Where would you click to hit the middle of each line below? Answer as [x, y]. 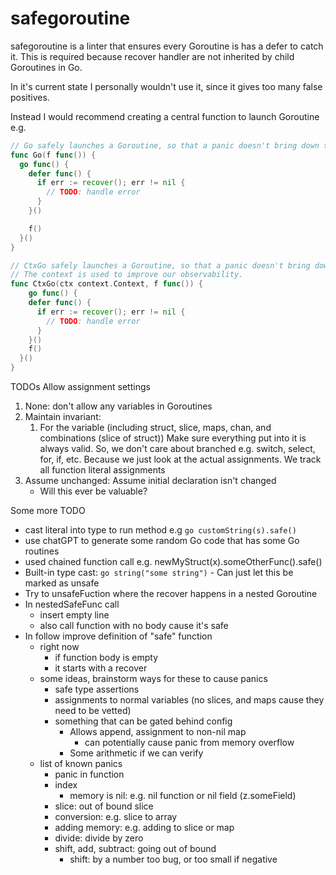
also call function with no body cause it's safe [134, 626]
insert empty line [74, 615]
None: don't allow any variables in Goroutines [118, 406]
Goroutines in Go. [46, 67]
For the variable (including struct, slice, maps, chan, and [155, 428]
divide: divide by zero [99, 838]
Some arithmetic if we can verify [136, 753]
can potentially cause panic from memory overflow [189, 743]
